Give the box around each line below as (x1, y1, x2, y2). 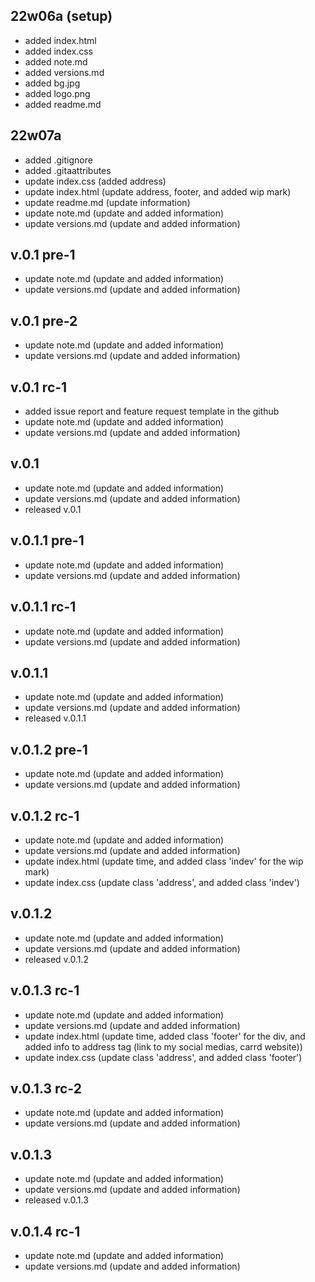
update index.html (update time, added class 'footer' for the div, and (24, 1030, 306, 1042)
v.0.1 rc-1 (10, 379, 68, 396)
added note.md (24, 55, 88, 68)
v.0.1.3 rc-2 (10, 1080, 82, 1097)
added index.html (24, 34, 97, 46)
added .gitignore (24, 154, 93, 166)
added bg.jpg (24, 77, 81, 89)
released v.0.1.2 (24, 953, 90, 965)
